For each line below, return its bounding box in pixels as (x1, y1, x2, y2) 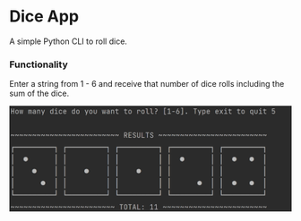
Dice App (9, 6, 79, 27)
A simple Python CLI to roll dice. (9, 36, 128, 47)
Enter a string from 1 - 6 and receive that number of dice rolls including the (9, 79, 285, 89)
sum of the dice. (9, 88, 70, 99)
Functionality (9, 58, 69, 71)
